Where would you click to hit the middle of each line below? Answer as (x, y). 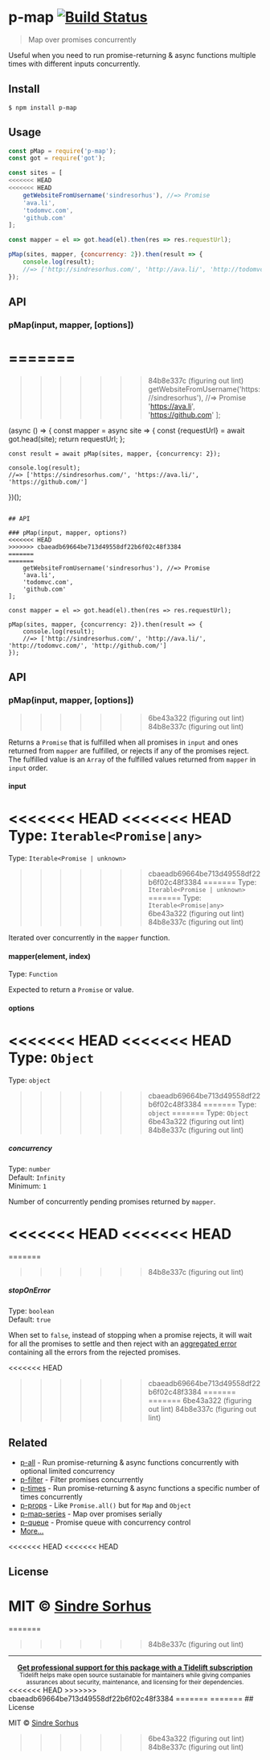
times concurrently (51, 1496)
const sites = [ (35, 173)
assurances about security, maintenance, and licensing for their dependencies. (135, 1682)
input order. (28, 768)
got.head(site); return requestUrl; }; (67, 438)
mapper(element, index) (49, 956)
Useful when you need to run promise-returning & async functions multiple (132, 55)
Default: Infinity (37, 1177)
